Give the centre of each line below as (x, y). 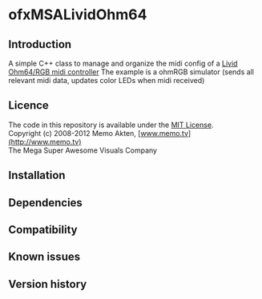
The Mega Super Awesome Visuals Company (83, 150)
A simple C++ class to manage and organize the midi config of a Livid (123, 63)
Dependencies (45, 203)
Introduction (40, 44)
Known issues (44, 257)
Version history (48, 284)
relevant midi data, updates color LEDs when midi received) (107, 80)
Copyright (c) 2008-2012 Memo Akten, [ (75, 133)
